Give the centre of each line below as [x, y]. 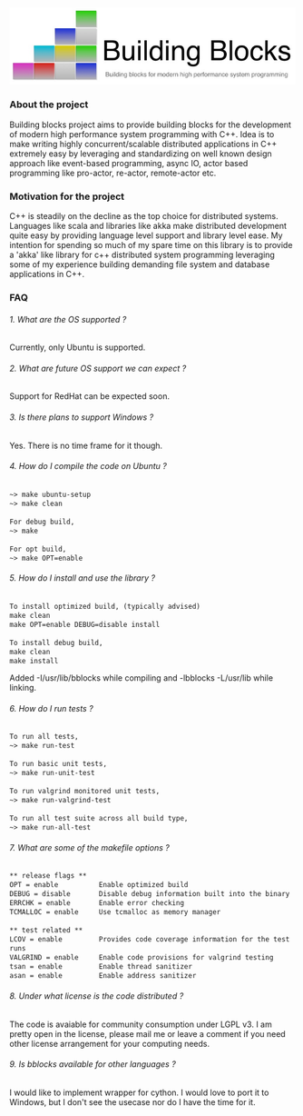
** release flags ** [49, 876]
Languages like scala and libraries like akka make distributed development [148, 225]
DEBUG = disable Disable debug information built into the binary [150, 894]
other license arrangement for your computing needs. [110, 1043]
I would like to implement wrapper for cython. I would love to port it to [139, 1092]
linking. [23, 687]
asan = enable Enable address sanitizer [103, 976]
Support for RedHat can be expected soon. [90, 396]
